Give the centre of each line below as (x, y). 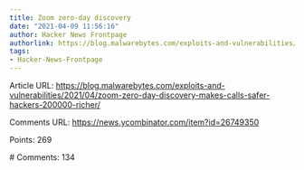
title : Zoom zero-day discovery (70, 18)
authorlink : (32, 43)
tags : (19, 52)
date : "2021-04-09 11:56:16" (64, 26)
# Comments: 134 (42, 157)
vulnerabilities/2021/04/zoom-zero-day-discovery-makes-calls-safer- (140, 95)
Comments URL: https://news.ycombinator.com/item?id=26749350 (134, 122)
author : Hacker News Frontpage (68, 34)
